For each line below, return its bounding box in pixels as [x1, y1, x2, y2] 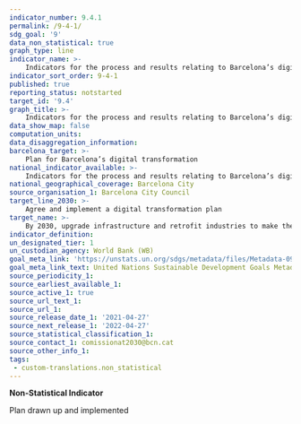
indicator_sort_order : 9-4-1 [9, 72, 118, 81]
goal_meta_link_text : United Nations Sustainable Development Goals [9, 264, 271, 273]
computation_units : [9, 130, 82, 139]
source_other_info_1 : [9, 346, 90, 355]
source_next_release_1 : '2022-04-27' [9, 322, 150, 331]
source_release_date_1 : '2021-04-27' [9, 313, 150, 323]
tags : [9, 355, 30, 364]
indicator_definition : [9, 229, 94, 238]
